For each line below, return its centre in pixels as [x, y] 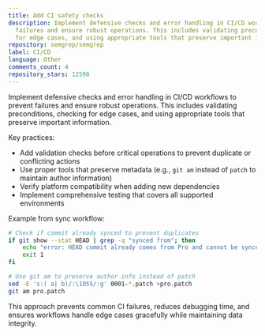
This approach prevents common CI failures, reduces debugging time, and [129, 306]
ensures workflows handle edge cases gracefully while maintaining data [125, 315]
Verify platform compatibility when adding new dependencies [119, 186]
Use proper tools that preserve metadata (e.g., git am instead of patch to [138, 169]
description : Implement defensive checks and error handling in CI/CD [127, 23]
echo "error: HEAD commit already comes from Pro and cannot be [130, 247]
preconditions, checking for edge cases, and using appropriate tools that [127, 113]
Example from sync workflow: [56, 218]
